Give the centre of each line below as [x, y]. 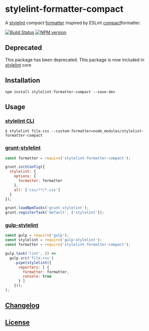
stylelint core [18, 65]
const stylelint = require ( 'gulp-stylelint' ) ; [54, 240]
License [17, 322]
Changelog [22, 306]
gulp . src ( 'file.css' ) [32, 258]
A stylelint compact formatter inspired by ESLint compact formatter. [73, 23]
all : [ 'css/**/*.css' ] [37, 190]
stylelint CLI [20, 121]
